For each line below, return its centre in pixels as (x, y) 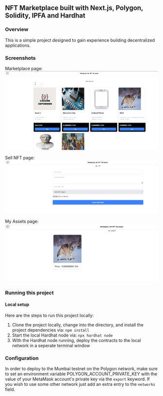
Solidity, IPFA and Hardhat (45, 16)
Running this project (30, 293)
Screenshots (20, 58)
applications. (18, 45)
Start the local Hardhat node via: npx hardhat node (62, 335)
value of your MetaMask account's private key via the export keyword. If (77, 379)
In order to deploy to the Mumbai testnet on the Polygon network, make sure (81, 368)
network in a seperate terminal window (51, 345)
